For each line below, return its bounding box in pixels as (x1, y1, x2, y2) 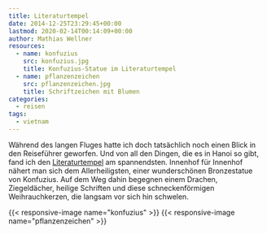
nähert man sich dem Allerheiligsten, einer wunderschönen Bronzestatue (8, 166, 253, 175)
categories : (8, 95, 49, 103)
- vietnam (15, 118, 49, 126)
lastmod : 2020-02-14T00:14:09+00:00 (8, 27, 133, 35)
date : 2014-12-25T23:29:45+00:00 (8, 19, 122, 28)
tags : (8, 110, 27, 119)
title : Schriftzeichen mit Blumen (23, 87, 140, 96)
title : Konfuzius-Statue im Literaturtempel (23, 65, 177, 73)
